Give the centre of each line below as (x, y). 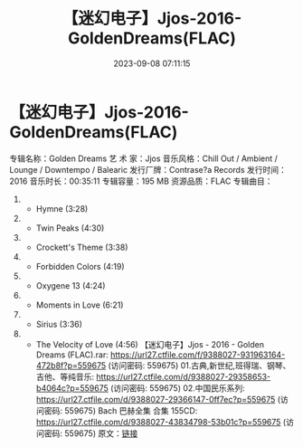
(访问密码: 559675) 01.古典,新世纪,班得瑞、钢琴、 (199, 365)
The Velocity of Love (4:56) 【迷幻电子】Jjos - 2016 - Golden (150, 344)
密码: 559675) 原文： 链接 (91, 433)
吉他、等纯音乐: (65, 376)
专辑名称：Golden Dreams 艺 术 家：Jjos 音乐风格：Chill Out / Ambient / (144, 158)
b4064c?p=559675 (72, 388)
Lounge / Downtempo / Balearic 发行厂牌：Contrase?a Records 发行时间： (148, 169)
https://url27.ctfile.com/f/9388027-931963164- (198, 355)
